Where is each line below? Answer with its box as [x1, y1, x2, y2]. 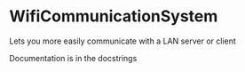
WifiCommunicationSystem [9, 6, 218, 27]
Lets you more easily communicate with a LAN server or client [9, 36, 237, 46]
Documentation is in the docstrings [9, 52, 138, 63]
